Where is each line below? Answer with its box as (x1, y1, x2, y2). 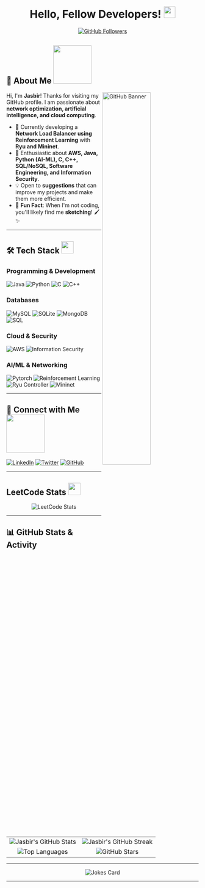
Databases (6, 296, 39, 305)
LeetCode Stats (6, 487, 67, 497)
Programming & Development (6, 267, 96, 275)
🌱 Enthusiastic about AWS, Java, (15, 149, 98, 156)
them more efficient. (15, 195, 67, 202)
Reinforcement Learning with (15, 136, 90, 144)
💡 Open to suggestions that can (15, 181, 96, 189)
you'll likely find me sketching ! (15, 208, 93, 216)
